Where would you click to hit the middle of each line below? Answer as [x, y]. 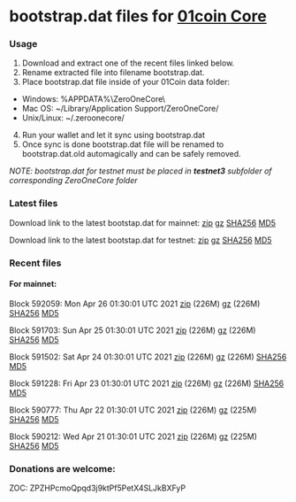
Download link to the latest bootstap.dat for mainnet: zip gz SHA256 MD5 [143, 222]
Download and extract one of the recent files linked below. [128, 63]
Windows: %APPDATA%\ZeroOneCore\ [94, 99]
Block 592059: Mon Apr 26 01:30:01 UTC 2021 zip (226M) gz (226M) [135, 304]
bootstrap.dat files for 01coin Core [138, 16]
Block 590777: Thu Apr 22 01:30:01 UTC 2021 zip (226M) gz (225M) [133, 410]
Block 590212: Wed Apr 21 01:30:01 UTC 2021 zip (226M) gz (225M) [133, 436]
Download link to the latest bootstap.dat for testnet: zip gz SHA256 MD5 [140, 240]
